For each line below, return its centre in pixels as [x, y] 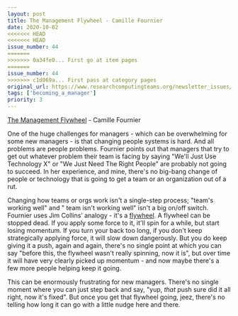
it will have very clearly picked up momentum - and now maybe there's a [113, 261]
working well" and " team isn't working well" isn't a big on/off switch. [108, 208]
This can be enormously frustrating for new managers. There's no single [113, 282]
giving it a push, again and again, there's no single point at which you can [114, 245]
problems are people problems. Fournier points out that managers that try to [118, 149]
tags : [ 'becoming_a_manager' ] [52, 93]
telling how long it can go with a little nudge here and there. [94, 305]
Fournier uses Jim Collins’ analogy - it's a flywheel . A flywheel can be [109, 215]
